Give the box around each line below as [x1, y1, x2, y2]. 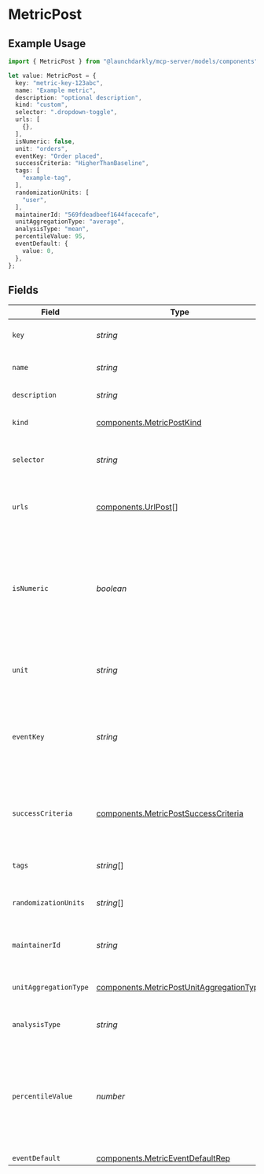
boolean [96, 583, 127, 594]
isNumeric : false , [15, 138, 76, 145]
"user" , [22, 196, 47, 204]
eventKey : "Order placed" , [15, 152, 104, 160]
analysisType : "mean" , [15, 226, 90, 233]
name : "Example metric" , [15, 86, 97, 94]
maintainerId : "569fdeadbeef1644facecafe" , [15, 211, 159, 218]
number [96, 1091, 126, 1102]
